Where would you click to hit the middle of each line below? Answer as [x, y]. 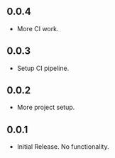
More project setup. [46, 107]
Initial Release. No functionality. [63, 147]
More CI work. [38, 28]
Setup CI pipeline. [43, 68]
